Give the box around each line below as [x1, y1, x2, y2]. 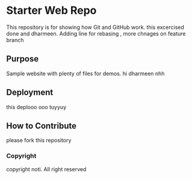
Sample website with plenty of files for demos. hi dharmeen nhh [6, 70, 165, 77]
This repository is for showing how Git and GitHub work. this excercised [6, 24, 185, 31]
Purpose [6, 54, 39, 64]
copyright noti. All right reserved [6, 165, 87, 172]
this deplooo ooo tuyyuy [6, 103, 67, 110]
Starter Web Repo [6, 4, 97, 17]
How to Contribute [6, 121, 77, 131]
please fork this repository [6, 137, 72, 144]
